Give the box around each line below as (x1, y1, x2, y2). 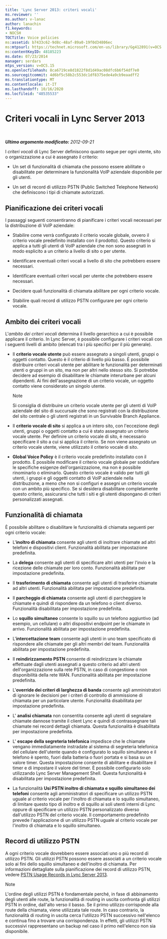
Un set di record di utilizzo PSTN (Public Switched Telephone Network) (12, 184, 159, 190)
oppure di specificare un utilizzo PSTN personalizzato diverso (12, 806, 140, 812)
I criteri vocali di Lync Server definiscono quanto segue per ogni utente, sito (5, 149, 161, 155)
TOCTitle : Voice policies (5, 36, 59, 41)
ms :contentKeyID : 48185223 (5, 49, 61, 54)
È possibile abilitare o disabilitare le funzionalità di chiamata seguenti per (5, 524, 155, 530)
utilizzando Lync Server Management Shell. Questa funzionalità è (12, 770, 147, 776)
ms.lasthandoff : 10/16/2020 (5, 86, 64, 92)
